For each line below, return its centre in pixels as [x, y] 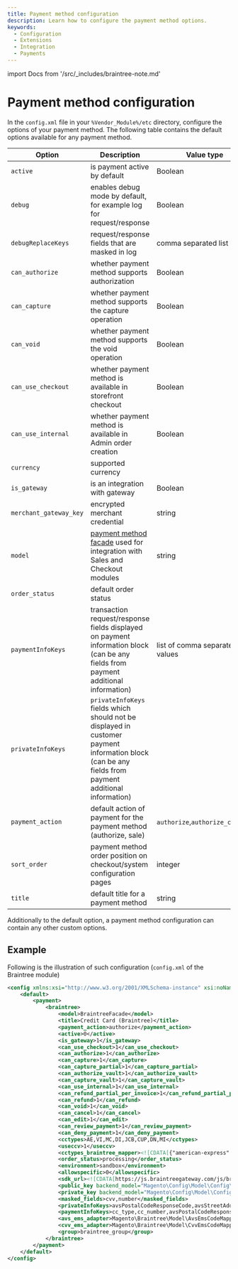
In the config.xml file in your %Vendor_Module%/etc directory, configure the [115, 122]
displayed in [110, 726]
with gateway [113, 492]
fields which [110, 708]
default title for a [118, 893]
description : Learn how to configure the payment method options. [107, 21]
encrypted [108, 503]
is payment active [120, 166]
